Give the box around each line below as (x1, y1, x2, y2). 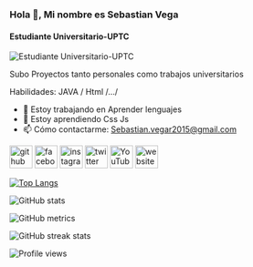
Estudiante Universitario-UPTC (9, 31, 130, 42)
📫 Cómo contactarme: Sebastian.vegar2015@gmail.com (22, 124, 237, 135)
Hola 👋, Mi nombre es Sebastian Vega (9, 8, 179, 21)
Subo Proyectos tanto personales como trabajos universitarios (9, 68, 244, 80)
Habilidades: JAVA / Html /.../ (9, 87, 119, 98)
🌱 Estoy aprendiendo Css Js (22, 114, 130, 125)
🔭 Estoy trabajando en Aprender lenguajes (22, 104, 183, 115)
